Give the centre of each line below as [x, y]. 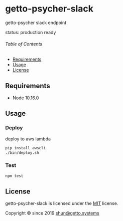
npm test [14, 176]
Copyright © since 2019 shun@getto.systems [52, 213]
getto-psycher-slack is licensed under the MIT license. [62, 203]
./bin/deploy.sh [22, 153]
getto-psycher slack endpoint [36, 23]
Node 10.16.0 [26, 98]
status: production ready [31, 32]
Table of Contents [24, 44]
